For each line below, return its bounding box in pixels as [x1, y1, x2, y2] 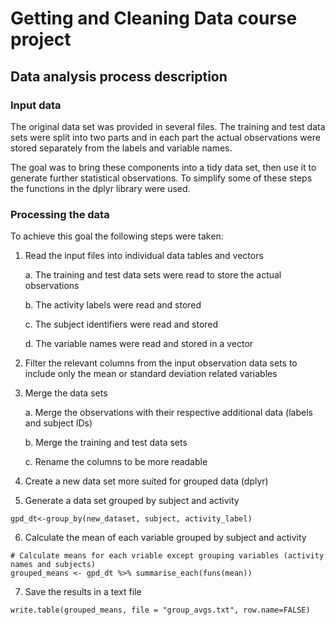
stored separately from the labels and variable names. [10, 142, 233, 154]
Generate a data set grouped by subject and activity [24, 495, 240, 507]
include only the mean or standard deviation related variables [24, 368, 278, 380]
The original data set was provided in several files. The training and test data [10, 120, 326, 132]
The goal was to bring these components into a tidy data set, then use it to [10, 161, 317, 173]
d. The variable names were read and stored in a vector [24, 338, 254, 350]
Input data [10, 98, 62, 112]
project [10, 28, 72, 51]
